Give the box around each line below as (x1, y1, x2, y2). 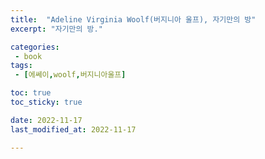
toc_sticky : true (10, 97, 83, 107)
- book (14, 51, 43, 61)
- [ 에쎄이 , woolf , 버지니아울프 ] (14, 70, 127, 80)
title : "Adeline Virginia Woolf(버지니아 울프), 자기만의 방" (10, 14, 257, 25)
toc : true (10, 88, 52, 98)
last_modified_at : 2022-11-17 (10, 124, 137, 135)
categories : (10, 42, 60, 52)
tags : (10, 61, 33, 71)
